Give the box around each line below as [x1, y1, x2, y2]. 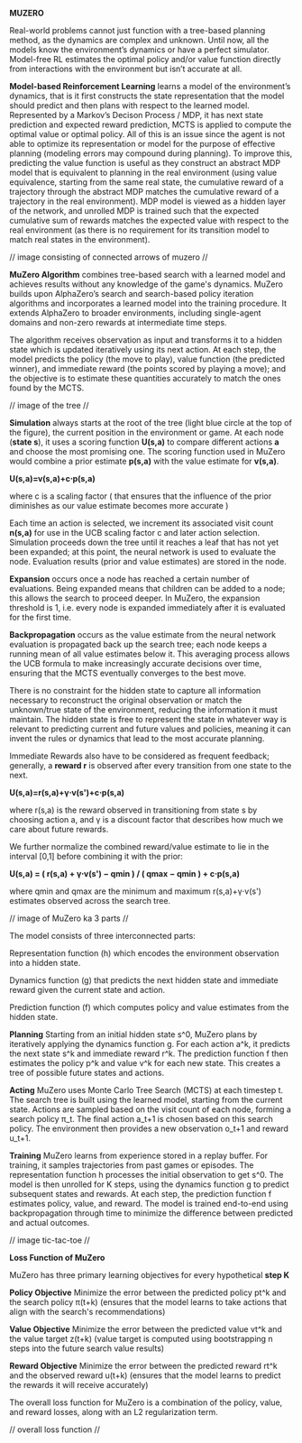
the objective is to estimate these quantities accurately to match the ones [9, 373, 281, 383]
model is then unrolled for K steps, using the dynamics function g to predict [9, 1179, 290, 1190]
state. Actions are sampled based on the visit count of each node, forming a [9, 1104, 291, 1115]
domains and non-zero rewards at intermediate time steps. [9, 317, 227, 327]
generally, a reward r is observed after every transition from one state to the [9, 760, 292, 770]
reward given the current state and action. [9, 985, 166, 995]
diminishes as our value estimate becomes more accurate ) [9, 501, 229, 510]
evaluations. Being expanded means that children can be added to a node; [9, 584, 286, 593]
